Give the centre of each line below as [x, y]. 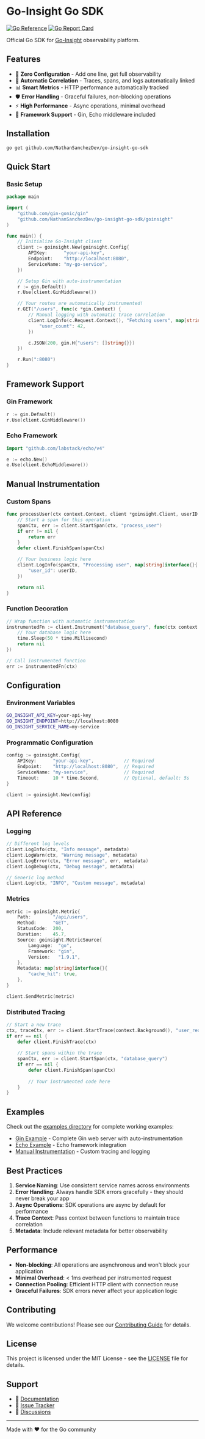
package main [23, 197]
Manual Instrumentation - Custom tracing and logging [83, 1152]
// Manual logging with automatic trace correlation [97, 315]
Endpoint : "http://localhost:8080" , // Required [86, 767]
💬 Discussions [33, 1412]
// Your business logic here [54, 559]
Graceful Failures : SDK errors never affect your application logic [96, 1291]
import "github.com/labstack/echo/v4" [56, 448]
